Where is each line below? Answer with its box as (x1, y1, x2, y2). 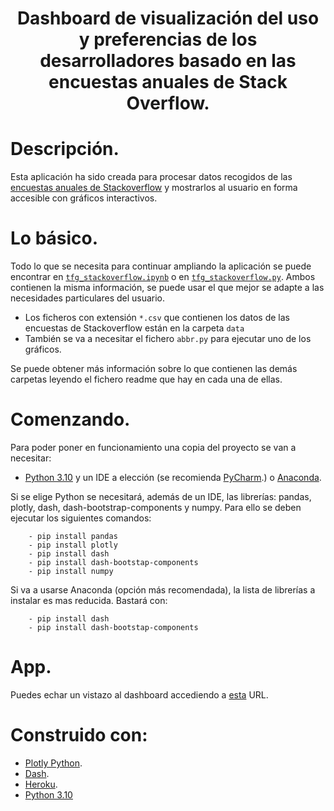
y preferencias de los (78, 28, 258, 51)
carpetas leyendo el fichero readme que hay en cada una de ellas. (10, 373, 283, 386)
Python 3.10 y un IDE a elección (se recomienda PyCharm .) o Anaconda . (24, 472, 322, 483)
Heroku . (24, 778, 58, 790)
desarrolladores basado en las (39, 50, 297, 72)
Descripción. (10, 138, 120, 161)
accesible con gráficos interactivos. (10, 192, 158, 204)
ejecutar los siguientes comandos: (10, 512, 152, 524)
